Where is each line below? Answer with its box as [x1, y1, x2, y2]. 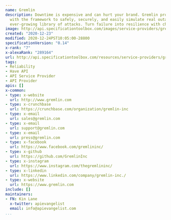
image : [5, 26, 19, 32]
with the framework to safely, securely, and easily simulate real [10, 17, 156, 22]
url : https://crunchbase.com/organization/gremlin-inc [10, 107, 129, 112]
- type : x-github [5, 149, 42, 154]
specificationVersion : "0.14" [5, 41, 70, 46]
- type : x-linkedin [5, 168, 47, 173]
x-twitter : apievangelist [10, 201, 65, 206]
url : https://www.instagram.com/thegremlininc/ [10, 163, 113, 168]
